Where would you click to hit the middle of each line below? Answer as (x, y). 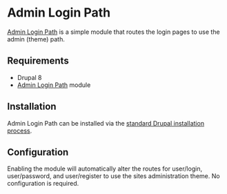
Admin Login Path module (54, 85)
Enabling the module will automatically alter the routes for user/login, (105, 169)
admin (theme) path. (36, 39)
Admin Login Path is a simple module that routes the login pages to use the (113, 32)
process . (20, 130)
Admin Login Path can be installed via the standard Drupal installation (106, 123)
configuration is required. (43, 184)
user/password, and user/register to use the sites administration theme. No (113, 176)
